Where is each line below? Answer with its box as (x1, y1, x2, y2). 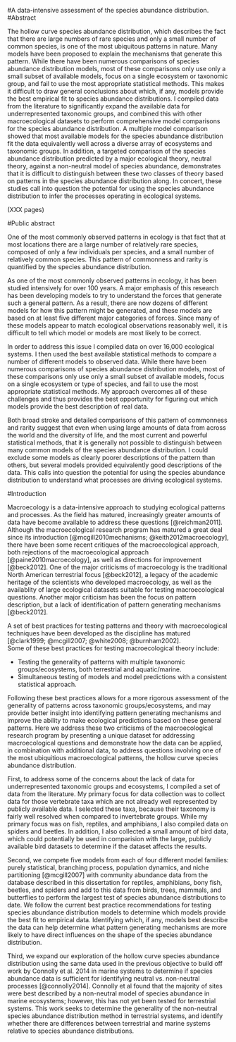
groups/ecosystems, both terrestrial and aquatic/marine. (17, 665, 182, 674)
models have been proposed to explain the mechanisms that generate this (7, 49, 223, 58)
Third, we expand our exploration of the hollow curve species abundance (7, 952, 220, 960)
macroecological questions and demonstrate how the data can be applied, (7, 739, 223, 747)
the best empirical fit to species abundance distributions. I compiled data (7, 94, 219, 103)
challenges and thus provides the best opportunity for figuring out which (7, 395, 218, 403)
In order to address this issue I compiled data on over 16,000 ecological (7, 342, 215, 351)
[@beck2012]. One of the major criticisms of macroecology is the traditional (7, 563, 228, 571)
